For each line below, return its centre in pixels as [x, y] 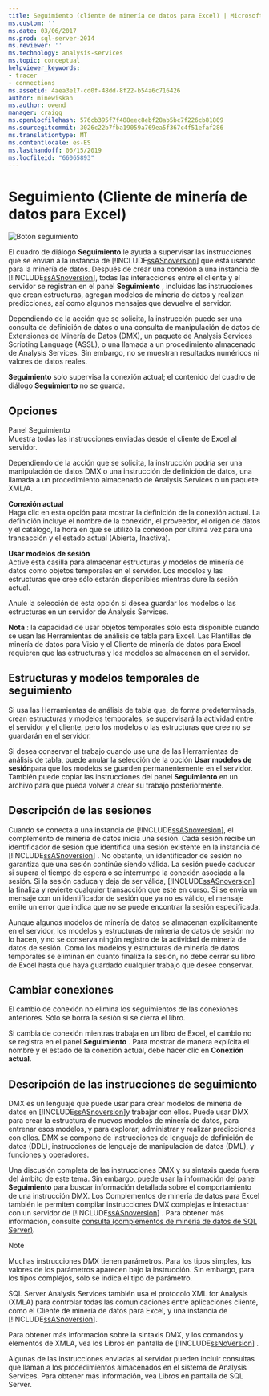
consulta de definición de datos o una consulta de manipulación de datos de [134, 328]
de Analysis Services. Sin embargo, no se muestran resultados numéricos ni [134, 353]
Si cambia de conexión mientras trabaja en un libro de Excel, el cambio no [130, 1033]
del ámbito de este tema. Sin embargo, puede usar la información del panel [132, 1179]
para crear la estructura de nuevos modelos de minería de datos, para [124, 1121]
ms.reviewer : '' [35, 46]
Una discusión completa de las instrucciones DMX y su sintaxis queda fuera [134, 1170]
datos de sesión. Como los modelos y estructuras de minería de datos [124, 947]
